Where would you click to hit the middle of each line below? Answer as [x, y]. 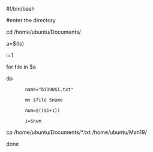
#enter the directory [31, 20]
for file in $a [21, 67]
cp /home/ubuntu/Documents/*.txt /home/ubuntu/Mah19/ [76, 132]
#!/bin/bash [20, 9]
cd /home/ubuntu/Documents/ [43, 32]
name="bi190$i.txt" [49, 90]
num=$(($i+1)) [43, 111]
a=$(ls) [15, 44]
